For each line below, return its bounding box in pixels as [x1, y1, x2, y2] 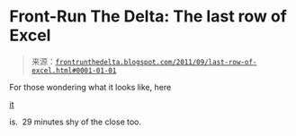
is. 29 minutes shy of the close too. [9, 116, 142, 127]
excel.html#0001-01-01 [31, 65, 117, 75]
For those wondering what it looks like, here [9, 81, 172, 92]
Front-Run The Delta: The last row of [9, 6, 288, 27]
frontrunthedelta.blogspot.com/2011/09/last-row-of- [55, 57, 257, 66]
